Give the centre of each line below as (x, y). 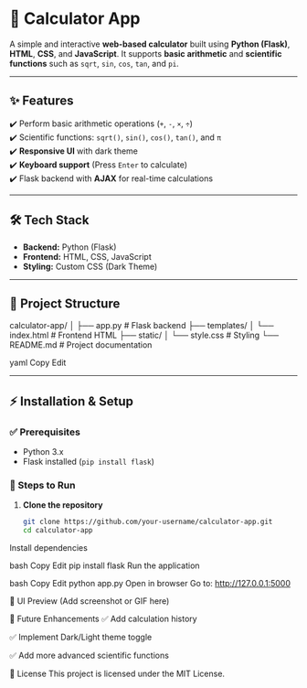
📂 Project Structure (65, 303)
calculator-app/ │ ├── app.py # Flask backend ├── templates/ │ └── (142, 326)
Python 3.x (43, 452)
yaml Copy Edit (38, 363)
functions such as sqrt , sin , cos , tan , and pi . (95, 63)
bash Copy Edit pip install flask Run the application (105, 565)
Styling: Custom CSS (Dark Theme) (90, 266)
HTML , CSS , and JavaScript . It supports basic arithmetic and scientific (146, 53)
